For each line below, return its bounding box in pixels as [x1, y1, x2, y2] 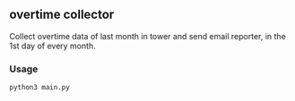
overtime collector [9, 7, 115, 22]
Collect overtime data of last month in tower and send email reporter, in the [9, 30, 287, 41]
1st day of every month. [9, 40, 96, 51]
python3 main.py [9, 83, 70, 92]
